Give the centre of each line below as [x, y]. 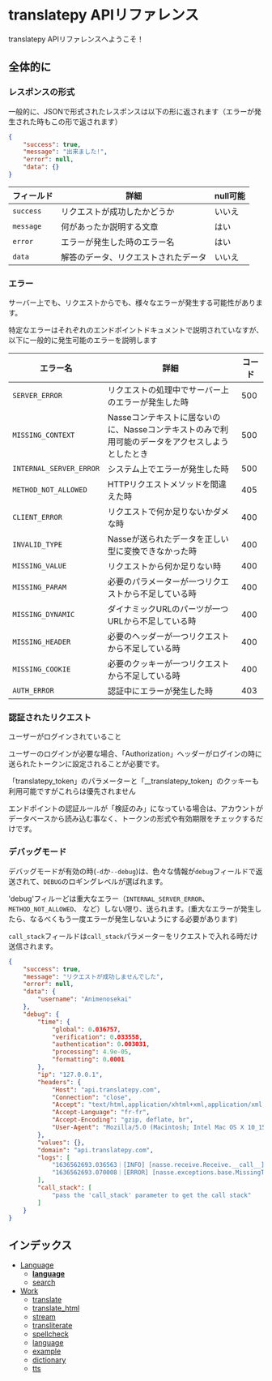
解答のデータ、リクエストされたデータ [134, 257]
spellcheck [50, 1334]
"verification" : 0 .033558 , [97, 1037]
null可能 [229, 195]
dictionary [49, 1360]
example [47, 1351]
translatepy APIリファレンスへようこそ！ [76, 39]
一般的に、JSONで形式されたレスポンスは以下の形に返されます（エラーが [132, 111]
